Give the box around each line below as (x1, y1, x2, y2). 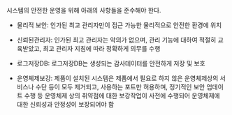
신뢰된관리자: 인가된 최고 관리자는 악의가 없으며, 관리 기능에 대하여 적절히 (16, 36, 217, 44)
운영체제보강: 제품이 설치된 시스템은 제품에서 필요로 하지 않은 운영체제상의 (16, 74, 219, 82)
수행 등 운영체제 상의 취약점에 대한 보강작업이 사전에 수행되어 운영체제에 (24, 91, 221, 100)
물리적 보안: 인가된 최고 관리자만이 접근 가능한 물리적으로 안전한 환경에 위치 (16, 21, 222, 29)
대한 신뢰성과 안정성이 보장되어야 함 (16, 100, 115, 108)
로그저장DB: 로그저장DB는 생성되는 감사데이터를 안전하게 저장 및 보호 (16, 59, 205, 68)
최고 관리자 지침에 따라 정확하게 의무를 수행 (43, 45, 161, 52)
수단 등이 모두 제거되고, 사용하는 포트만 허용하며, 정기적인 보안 (35, 83, 205, 91)
